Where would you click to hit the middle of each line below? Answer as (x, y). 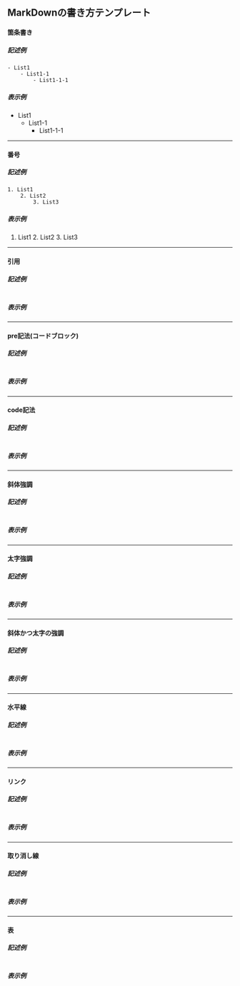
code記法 (21, 410)
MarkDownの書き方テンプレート (79, 13)
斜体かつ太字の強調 (36, 633)
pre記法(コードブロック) (43, 336)
